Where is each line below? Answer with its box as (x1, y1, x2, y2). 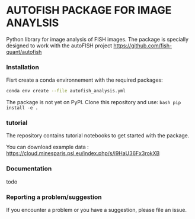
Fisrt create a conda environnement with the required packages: (6, 76, 163, 83)
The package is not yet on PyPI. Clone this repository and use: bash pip (6, 99, 181, 106)
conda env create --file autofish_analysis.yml (6, 88, 126, 94)
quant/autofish (6, 48, 42, 55)
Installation (6, 63, 40, 71)
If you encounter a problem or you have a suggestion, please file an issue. (6, 207, 187, 213)
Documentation (6, 165, 52, 173)
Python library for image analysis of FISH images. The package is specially (6, 36, 188, 43)
